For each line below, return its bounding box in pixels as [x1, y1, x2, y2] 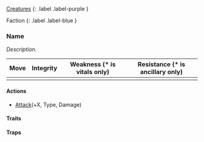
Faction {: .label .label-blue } [6, 17, 77, 24]
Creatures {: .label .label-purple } [6, 5, 89, 12]
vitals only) [76, 68, 110, 76]
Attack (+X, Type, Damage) [15, 101, 82, 108]
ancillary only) [140, 68, 183, 76]
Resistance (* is [137, 60, 186, 69]
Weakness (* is [69, 60, 116, 69]
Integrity [32, 64, 58, 72]
